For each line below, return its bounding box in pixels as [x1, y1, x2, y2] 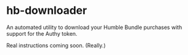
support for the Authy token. [6, 30, 78, 37]
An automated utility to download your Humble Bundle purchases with [6, 24, 183, 31]
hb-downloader [6, 4, 87, 18]
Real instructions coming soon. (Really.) [6, 42, 106, 49]
